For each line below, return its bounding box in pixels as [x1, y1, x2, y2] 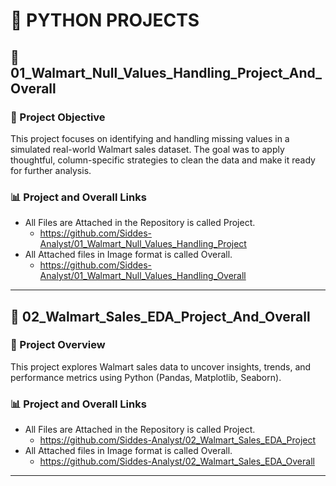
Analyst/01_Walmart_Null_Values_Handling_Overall [39, 270, 247, 282]
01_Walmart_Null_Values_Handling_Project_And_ [10, 64, 323, 81]
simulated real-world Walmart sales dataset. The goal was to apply [10, 143, 285, 155]
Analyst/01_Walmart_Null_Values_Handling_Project [39, 238, 247, 250]
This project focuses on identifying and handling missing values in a [10, 132, 290, 144]
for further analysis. [10, 164, 92, 176]
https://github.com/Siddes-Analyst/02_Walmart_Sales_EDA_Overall [39, 455, 315, 468]
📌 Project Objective [10, 110, 106, 124]
